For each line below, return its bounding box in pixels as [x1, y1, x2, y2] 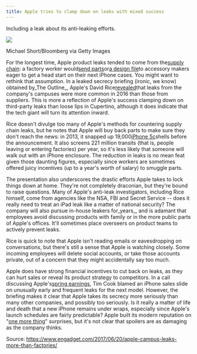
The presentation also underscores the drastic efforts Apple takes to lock [6, 175, 183, 183]
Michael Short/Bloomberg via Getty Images [6, 47, 111, 54]
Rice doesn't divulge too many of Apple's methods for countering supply [6, 120, 182, 127]
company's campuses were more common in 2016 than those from [6, 90, 169, 97]
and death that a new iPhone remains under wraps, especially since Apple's [6, 305, 190, 312]
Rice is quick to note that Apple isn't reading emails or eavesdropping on [6, 237, 182, 244]
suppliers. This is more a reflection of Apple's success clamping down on [6, 96, 184, 103]
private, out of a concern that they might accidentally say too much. [6, 256, 171, 263]
